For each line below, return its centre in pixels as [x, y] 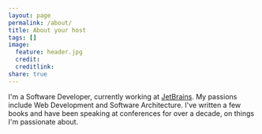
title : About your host [47, 30]
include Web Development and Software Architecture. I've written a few [125, 105]
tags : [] [22, 37]
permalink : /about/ [40, 23]
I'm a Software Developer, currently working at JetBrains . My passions [123, 96]
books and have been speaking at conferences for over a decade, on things [131, 113]
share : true [28, 74]
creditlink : [35, 67]
